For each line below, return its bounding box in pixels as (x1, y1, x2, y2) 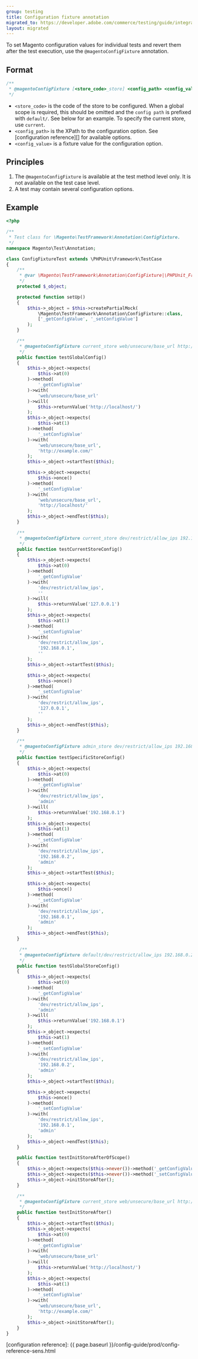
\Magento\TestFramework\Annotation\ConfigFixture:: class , (37, 311, 183, 317)
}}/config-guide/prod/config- (108, 1341, 180, 1348)
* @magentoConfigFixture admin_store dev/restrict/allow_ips (19, 744, 173, 750)
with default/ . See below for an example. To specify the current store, (14, 115, 186, 122)
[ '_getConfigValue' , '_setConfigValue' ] (37, 316, 138, 322)
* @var (19, 273, 35, 279)
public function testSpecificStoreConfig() (16, 755, 126, 761)
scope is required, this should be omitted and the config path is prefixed (14, 108, 192, 115)
